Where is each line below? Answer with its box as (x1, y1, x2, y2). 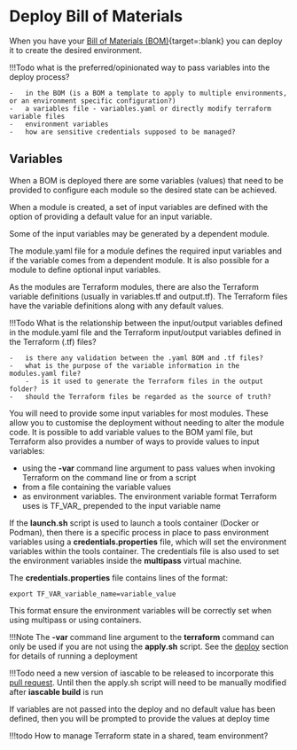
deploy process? (9, 71, 70, 82)
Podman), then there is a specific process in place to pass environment (9, 527, 270, 537)
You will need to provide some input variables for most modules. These (9, 408, 269, 418)
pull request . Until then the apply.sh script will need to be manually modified (9, 676, 286, 688)
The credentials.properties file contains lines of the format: (9, 572, 229, 582)
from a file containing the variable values (21, 481, 171, 492)
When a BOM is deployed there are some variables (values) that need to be (9, 175, 284, 185)
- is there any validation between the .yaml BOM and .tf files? (9, 353, 264, 363)
